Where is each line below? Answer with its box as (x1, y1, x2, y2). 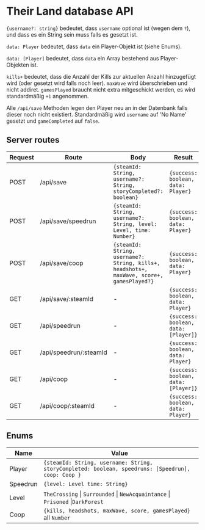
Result (173, 153, 193, 161)
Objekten (6, 61, 29, 68)
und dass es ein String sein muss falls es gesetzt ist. (6, 31, 138, 38)
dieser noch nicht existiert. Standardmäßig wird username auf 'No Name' (6, 111, 187, 118)
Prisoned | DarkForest (43, 497, 104, 506)
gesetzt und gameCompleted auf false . (6, 117, 100, 125)
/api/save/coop (40, 258, 84, 267)
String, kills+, (113, 260, 160, 266)
